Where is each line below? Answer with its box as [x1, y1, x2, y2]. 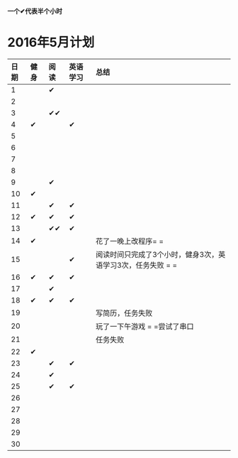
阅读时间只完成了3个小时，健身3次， [95, 249, 219, 259]
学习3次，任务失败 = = [102, 260, 178, 270]
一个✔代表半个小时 [7, 7, 62, 15]
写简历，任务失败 [95, 308, 153, 318]
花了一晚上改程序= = [95, 236, 164, 246]
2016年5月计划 [7, 35, 95, 50]
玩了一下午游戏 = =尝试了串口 [95, 321, 194, 331]
